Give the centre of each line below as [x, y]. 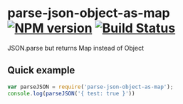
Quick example [41, 70]
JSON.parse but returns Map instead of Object [76, 48]
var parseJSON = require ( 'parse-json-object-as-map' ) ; [90, 87]
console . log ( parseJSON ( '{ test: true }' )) [71, 93]
